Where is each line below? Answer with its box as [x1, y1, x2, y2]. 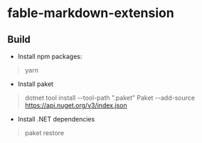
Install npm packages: [17, 52, 83, 60]
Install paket [17, 80, 54, 88]
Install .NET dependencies [17, 115, 95, 123]
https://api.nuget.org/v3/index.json [24, 101, 127, 110]
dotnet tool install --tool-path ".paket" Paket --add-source [24, 94, 196, 102]
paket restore [24, 129, 65, 137]
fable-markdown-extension [7, 5, 174, 21]
